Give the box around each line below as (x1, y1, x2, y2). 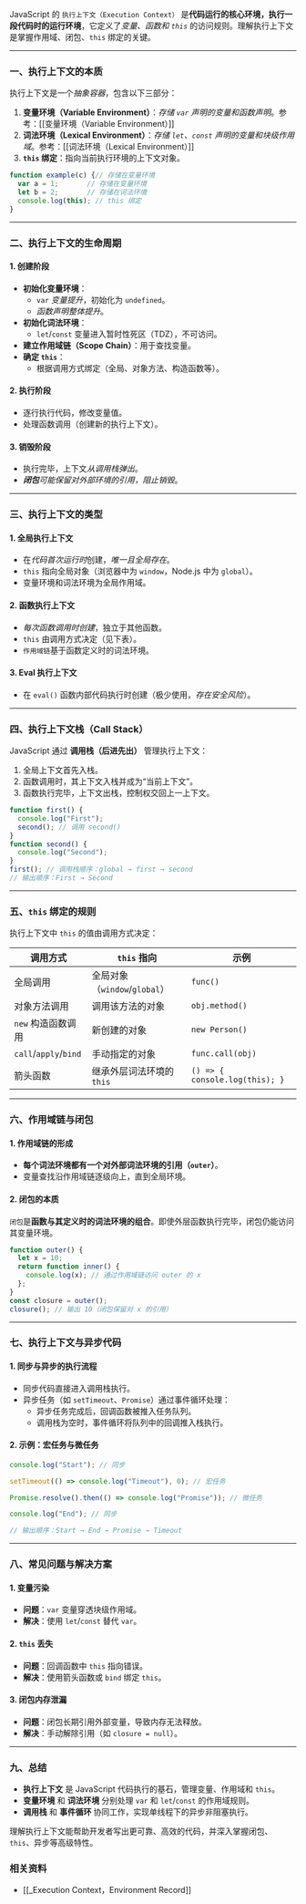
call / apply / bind (14, 1048, 82, 1061)
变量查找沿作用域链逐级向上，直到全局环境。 (22, 1171, 191, 1182)
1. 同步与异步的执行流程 (9, 1361, 97, 1371)
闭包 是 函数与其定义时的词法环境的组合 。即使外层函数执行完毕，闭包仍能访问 (9, 1216, 294, 1226)
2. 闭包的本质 (9, 1194, 59, 1205)
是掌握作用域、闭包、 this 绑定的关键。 (9, 32, 157, 42)
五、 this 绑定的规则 (9, 905, 97, 917)
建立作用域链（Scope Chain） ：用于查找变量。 (22, 339, 196, 350)
